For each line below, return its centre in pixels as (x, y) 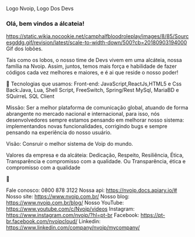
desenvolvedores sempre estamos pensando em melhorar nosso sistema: (95, 120)
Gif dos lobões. (24, 49)
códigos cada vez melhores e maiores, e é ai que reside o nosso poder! (92, 73)
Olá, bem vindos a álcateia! (45, 23)
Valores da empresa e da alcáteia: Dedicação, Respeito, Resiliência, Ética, (95, 155)
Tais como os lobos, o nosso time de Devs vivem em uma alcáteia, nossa (94, 60)
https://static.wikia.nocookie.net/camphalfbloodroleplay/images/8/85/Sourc (97, 36)
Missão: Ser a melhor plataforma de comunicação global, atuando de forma (97, 108)
